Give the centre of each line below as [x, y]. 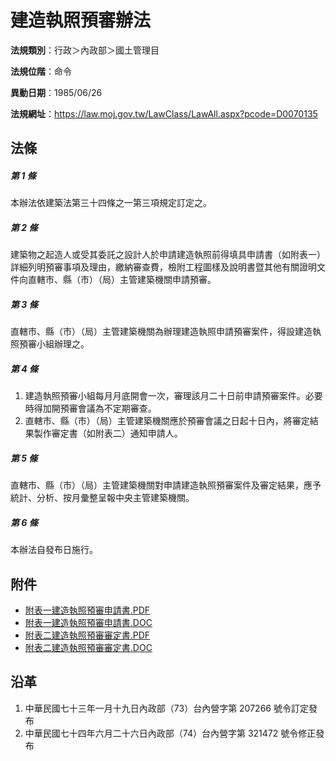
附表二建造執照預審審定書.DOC [88, 647]
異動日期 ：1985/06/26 [56, 92]
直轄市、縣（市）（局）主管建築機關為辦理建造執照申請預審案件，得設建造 [161, 332]
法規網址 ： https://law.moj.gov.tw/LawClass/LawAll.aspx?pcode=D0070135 [164, 113]
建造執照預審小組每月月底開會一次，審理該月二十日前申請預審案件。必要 [173, 396]
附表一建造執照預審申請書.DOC [88, 622]
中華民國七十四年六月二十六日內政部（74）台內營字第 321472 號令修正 [170, 733]
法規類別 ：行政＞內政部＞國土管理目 [85, 50]
